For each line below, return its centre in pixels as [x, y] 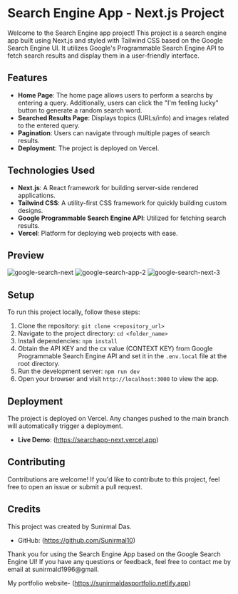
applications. [36, 195]
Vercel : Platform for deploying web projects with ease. [98, 233]
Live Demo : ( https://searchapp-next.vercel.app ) [88, 440]
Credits [24, 510]
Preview [26, 255]
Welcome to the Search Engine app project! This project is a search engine [117, 33]
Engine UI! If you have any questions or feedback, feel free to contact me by [119, 561]
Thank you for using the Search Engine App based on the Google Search [114, 554]
